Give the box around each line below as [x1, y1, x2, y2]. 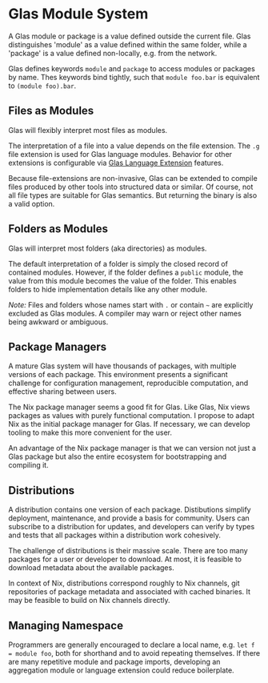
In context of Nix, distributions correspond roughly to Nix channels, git [8, 578, 240, 589]
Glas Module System [8, 5, 149, 23]
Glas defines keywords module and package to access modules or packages [8, 63, 256, 73]
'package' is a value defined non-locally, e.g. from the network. [8, 48, 218, 58]
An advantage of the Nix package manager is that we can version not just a [8, 444, 256, 453]
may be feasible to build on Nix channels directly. [8, 596, 170, 605]
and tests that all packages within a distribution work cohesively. [8, 530, 222, 540]
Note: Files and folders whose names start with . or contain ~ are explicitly [8, 299, 254, 309]
